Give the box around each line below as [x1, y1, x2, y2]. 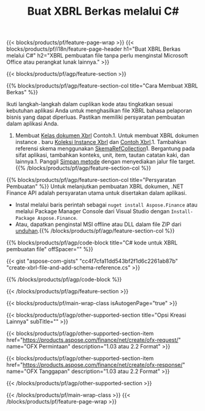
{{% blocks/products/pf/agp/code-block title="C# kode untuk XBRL [6, 239, 178, 246]
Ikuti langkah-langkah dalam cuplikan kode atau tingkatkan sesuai [6, 100, 173, 108]
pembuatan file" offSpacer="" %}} [6, 246, 93, 253]
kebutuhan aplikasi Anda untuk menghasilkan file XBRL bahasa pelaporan [6, 107, 192, 115]
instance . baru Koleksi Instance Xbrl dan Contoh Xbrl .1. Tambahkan [15, 138, 187, 146]
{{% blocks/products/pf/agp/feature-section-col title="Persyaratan [6, 176, 176, 184]
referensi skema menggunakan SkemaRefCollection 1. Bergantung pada [15, 145, 195, 153]
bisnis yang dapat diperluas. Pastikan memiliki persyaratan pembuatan [6, 113, 185, 121]
